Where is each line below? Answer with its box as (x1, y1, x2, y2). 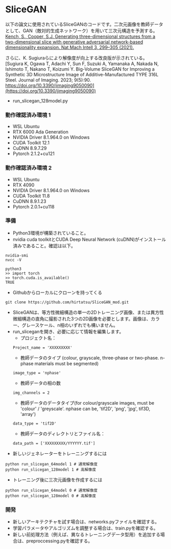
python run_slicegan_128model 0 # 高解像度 (5, 493, 96, 498)
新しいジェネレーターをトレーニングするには (12, 450, 107, 456)
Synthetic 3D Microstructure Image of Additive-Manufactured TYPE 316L (5, 71, 159, 77)
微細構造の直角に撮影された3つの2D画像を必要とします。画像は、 (12, 315, 151, 322)
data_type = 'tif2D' (12, 421, 57, 426)
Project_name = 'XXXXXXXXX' (12, 345, 72, 350)
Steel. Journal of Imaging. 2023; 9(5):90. (5, 77, 91, 83)
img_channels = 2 (12, 390, 50, 395)
